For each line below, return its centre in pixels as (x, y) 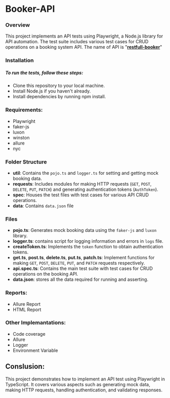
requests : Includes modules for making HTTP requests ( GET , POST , (82, 184)
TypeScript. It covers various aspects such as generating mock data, (78, 384)
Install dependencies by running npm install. (59, 97)
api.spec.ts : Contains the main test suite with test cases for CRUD (83, 268)
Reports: (16, 293)
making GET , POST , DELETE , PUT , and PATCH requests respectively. (79, 263)
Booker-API (30, 9)
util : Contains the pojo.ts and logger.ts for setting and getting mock (86, 173)
